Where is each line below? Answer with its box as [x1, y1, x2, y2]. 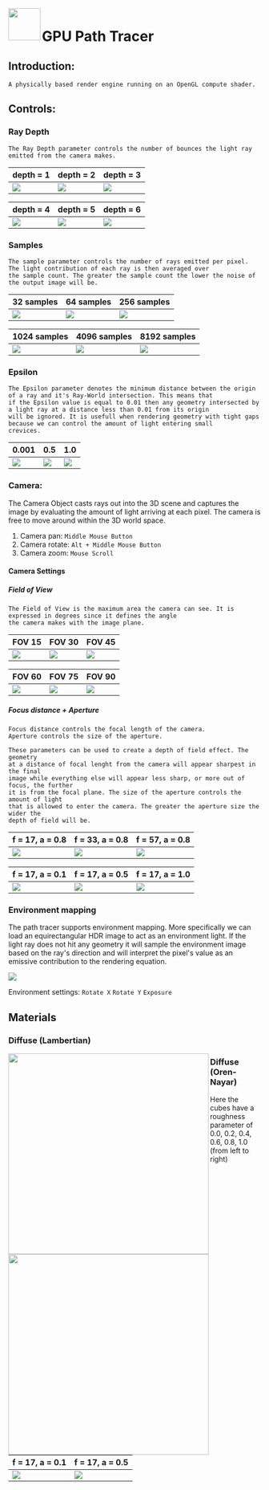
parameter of [210, 1120, 254, 1130]
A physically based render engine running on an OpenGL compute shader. [8, 80, 256, 88]
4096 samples [75, 331, 132, 342]
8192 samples [139, 331, 196, 342]
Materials [8, 1011, 57, 1024]
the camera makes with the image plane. [8, 619, 146, 627]
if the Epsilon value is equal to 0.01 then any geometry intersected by [8, 399, 260, 407]
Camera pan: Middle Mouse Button [19, 531, 134, 540]
